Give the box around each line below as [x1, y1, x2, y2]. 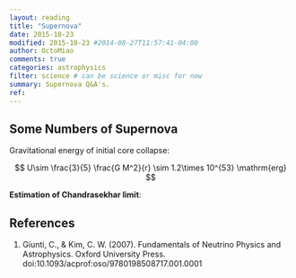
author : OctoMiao [9, 47, 74, 56]
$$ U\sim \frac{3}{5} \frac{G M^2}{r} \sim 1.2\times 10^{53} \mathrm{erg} [14, 162, 287, 173]
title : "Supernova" [9, 22, 83, 30]
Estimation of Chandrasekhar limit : [9, 189, 142, 200]
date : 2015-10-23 [9, 30, 74, 39]
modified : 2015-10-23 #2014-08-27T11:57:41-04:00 [9, 38, 199, 48]
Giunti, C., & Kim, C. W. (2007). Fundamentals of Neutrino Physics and [22, 239, 282, 250]
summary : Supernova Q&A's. [9, 80, 110, 89]
